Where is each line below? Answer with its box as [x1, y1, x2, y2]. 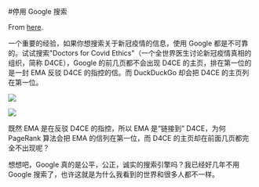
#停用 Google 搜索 [8, 7, 68, 16]
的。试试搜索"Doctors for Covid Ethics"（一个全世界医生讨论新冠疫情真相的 [8, 49, 252, 57]
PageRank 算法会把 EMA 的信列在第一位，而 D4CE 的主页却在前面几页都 [8, 134, 243, 142]
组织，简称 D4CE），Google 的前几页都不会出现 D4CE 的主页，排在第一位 [8, 58, 245, 67]
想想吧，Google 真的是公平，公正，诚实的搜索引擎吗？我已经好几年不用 [8, 160, 240, 169]
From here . [8, 23, 44, 31]
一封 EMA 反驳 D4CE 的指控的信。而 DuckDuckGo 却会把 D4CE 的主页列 [14, 68, 250, 77]
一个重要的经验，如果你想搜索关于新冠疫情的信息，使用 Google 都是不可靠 [8, 38, 249, 48]
